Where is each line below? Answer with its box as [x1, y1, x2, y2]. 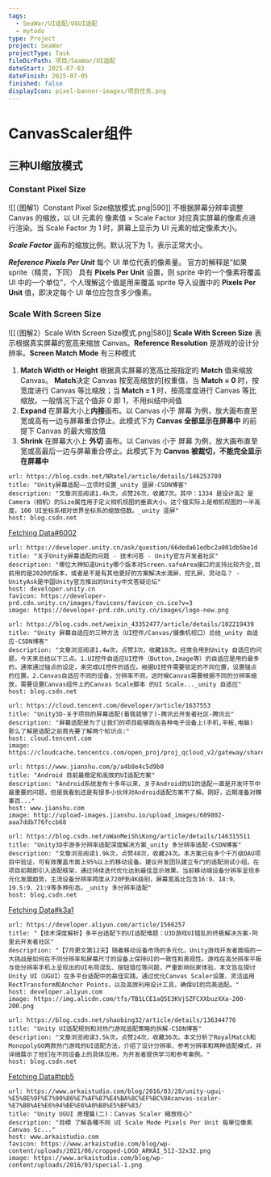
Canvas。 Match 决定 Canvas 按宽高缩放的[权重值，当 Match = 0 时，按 [19, 375, 260, 385]
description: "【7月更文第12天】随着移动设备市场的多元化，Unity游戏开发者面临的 [8, 946, 256, 954]
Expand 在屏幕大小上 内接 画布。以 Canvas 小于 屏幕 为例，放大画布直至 [19, 406, 258, 415]
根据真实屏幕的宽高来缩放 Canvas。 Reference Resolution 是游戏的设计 [15, 338, 252, 347]
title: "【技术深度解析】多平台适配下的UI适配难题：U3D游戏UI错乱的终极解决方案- [8, 929, 252, 937]
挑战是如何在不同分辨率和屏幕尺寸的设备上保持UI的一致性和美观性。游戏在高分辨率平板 [14, 955, 262, 963]
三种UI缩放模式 [8, 158, 83, 172]
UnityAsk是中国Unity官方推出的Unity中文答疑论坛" [8, 578, 161, 586]
